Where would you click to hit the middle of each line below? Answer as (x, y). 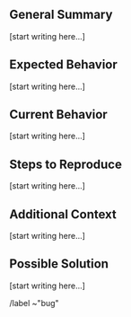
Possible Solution (59, 264)
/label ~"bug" (35, 303)
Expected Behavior (64, 65)
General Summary (61, 15)
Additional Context (63, 214)
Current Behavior (58, 114)
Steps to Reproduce (66, 164)
